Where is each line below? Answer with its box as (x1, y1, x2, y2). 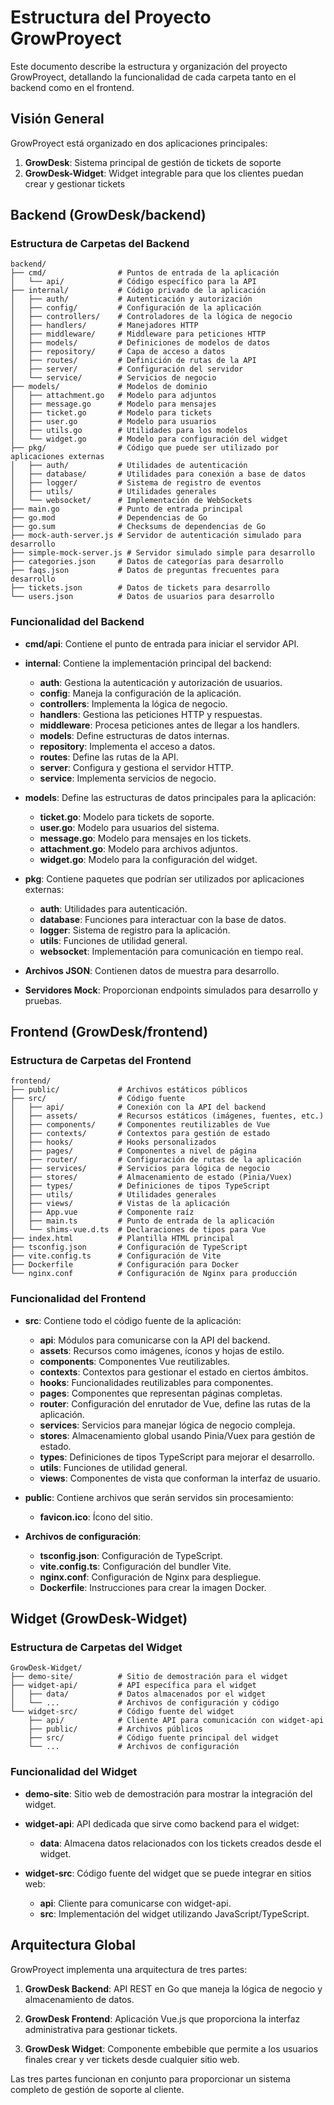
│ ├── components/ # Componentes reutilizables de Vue (10, 1120, 271, 1130)
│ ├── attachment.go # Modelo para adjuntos (10, 391, 217, 401)
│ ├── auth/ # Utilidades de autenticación (10, 461, 248, 471)
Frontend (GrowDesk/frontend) (10, 1024, 209, 1041)
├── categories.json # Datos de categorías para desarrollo (10, 557, 284, 567)
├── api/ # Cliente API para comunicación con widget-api (28, 1716, 325, 1726)
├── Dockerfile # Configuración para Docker (10, 1260, 240, 1270)
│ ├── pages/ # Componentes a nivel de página (10, 1146, 257, 1156)
